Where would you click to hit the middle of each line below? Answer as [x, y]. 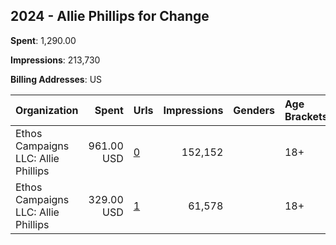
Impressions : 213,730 [55, 60]
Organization [47, 110]
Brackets [306, 116]
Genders [254, 110]
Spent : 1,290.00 [43, 40]
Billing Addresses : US [56, 79]
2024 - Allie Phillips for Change [110, 16]
